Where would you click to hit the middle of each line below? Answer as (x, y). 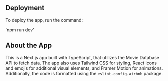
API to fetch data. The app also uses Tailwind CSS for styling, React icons (81, 63)
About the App (28, 45)
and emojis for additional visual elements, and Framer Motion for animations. (84, 68)
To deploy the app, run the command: (44, 20)
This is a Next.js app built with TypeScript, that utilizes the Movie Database (82, 57)
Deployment (25, 8)
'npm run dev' (20, 30)
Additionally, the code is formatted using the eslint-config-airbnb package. (84, 73)
